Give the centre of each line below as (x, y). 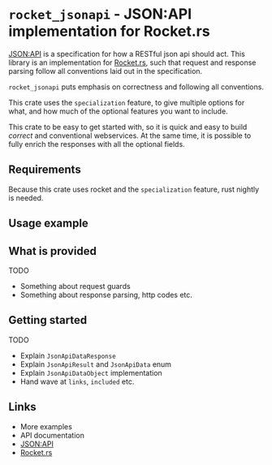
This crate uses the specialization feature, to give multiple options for (127, 102)
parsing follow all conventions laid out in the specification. (106, 71)
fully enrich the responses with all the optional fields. (97, 144)
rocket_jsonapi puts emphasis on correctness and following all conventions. (136, 87)
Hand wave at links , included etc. (77, 381)
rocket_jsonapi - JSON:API (100, 14)
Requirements (45, 170)
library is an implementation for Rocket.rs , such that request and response (132, 62)
